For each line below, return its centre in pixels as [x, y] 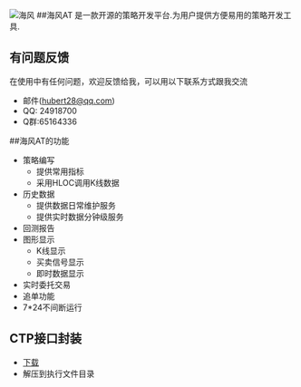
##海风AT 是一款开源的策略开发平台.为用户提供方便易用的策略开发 [160, 15]
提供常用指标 [60, 171]
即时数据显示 [60, 273]
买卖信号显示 [60, 262]
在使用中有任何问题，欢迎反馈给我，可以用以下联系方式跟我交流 [128, 81]
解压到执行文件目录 [58, 373]
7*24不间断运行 [53, 307]
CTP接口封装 [46, 339]
